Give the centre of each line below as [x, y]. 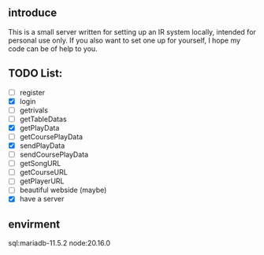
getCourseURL [44, 172]
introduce [33, 13]
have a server [42, 199]
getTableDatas [43, 119]
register [32, 92]
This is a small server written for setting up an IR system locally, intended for [132, 31]
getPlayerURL [42, 181]
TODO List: [35, 74]
